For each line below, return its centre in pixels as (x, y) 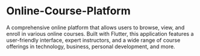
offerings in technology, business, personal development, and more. (91, 46)
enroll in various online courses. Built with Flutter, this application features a (100, 33)
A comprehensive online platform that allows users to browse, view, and (95, 27)
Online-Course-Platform (68, 11)
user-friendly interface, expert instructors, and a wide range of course (93, 40)
